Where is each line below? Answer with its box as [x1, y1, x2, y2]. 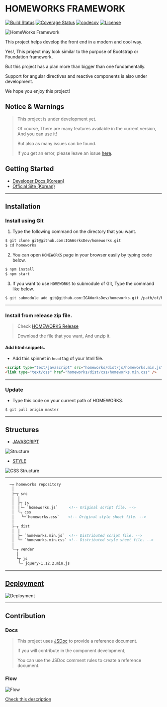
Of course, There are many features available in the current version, [17, 125, 157, 131]
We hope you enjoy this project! [5, 88, 71, 94]
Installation [5, 202, 41, 211]
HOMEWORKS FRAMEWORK [5, 3, 126, 14]
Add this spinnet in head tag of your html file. [12, 355, 103, 362]
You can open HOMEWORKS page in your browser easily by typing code [12, 252, 152, 257]
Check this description [5, 696, 51, 702]
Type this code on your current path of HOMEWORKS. [12, 398, 123, 404]
